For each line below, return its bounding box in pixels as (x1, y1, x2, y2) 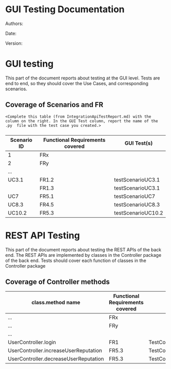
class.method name (31, 299, 80, 306)
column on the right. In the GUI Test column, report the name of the (5, 118, 158, 123)
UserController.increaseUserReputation (8, 347, 102, 354)
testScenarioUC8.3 (114, 201, 160, 208)
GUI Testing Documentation (5, 4, 125, 15)
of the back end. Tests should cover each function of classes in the (5, 257, 147, 263)
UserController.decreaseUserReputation (8, 355, 104, 362)
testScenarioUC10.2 (114, 209, 163, 216)
